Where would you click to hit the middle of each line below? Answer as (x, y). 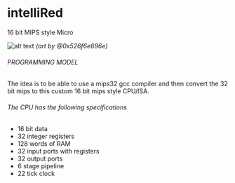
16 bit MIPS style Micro (40, 32)
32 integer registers (46, 136)
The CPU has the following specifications (67, 107)
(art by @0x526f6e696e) (72, 46)
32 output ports (40, 158)
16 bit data (32, 129)
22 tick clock (36, 174)
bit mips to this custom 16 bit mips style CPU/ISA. (78, 91)
